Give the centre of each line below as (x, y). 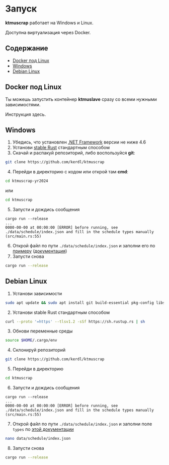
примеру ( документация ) (40, 251)
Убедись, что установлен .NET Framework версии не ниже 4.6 (79, 142)
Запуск (21, 9)
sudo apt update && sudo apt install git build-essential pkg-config (80, 303)
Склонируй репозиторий (39, 350)
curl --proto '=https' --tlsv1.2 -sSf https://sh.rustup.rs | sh (75, 321)
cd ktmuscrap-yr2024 (27, 181)
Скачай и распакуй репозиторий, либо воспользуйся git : (74, 153)
